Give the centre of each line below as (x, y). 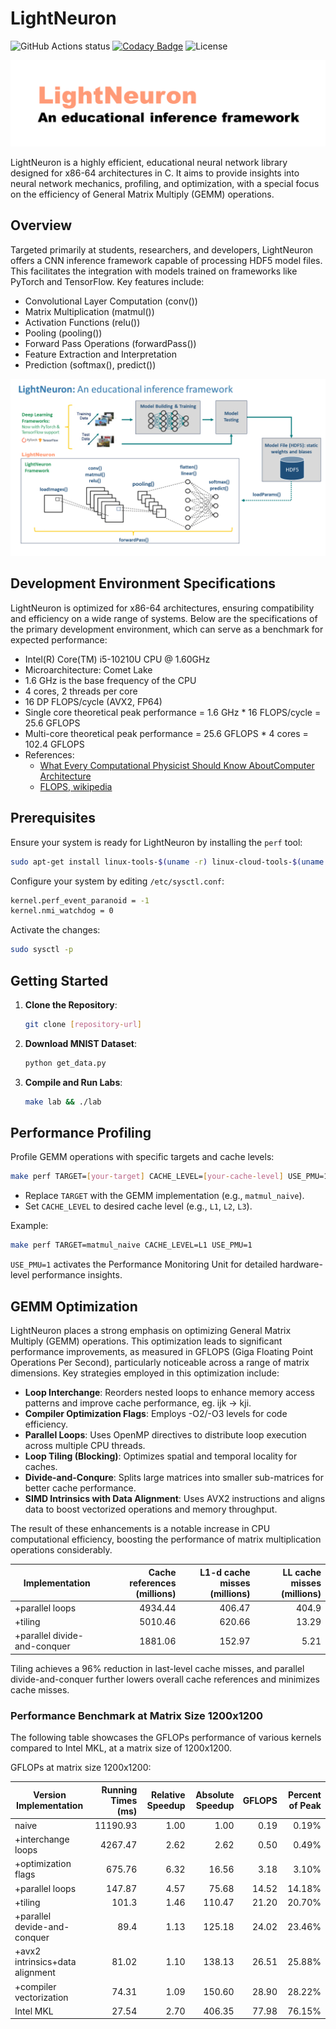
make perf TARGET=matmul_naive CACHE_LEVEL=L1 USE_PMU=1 (131, 1245)
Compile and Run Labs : (73, 1082)
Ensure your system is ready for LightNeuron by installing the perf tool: (156, 842)
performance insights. (77, 1275)
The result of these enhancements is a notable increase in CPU (140, 1528)
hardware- (301, 1264)
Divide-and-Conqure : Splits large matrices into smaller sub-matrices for (174, 1477)
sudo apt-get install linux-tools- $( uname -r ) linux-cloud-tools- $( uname (167, 862)
